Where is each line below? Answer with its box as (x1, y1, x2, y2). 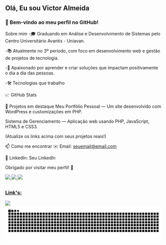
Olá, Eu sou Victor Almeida (5, 4, 89, 12)
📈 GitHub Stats (5, 92, 37, 98)
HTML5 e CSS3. (5, 123, 38, 129)
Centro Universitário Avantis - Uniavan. (5, 37, 85, 44)
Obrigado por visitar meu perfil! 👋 (5, 164, 74, 170)
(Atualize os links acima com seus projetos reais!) (5, 133, 107, 139)
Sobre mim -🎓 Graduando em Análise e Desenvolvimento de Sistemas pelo (5, 30, 161, 36)
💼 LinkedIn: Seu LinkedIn (5, 155, 56, 161)
